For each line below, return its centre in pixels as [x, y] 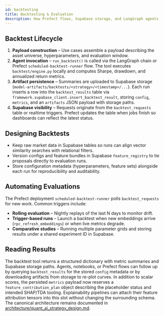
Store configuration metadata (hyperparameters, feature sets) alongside [85, 166]
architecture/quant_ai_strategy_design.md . [48, 308]
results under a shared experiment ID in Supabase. [63, 234]
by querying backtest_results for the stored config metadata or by [73, 271]
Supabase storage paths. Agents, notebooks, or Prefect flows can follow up [82, 266]
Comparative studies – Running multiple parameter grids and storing [82, 229]
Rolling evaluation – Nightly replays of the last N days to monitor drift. [82, 213]
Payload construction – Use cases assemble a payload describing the [83, 50]
